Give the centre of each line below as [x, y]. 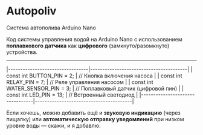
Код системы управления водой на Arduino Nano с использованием [94, 39]
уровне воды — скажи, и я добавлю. [53, 125]
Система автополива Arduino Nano [51, 28]
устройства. [22, 52]
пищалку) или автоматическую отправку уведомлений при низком [95, 119]
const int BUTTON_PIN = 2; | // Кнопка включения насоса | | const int [94, 76]
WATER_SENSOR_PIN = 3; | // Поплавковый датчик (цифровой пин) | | [95, 88]
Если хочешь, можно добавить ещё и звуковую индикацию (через [94, 113]
